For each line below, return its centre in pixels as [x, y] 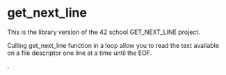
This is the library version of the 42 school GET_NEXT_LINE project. [104, 32]
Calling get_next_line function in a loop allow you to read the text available [113, 45]
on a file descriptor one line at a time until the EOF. [80, 53]
